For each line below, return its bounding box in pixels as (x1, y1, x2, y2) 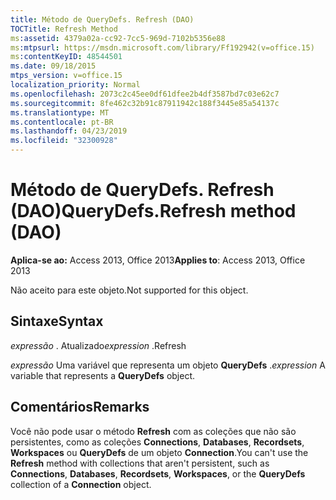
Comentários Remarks (10, 399, 150, 416)
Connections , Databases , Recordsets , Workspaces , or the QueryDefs (10, 467, 306, 480)
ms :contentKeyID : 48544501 (10, 52, 123, 62)
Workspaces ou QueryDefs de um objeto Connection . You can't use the (10, 446, 309, 458)
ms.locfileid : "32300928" (10, 136, 118, 146)
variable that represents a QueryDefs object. (10, 369, 196, 381)
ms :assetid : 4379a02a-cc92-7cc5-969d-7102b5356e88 (10, 33, 226, 43)
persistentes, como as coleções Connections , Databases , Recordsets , (10, 436, 305, 448)
